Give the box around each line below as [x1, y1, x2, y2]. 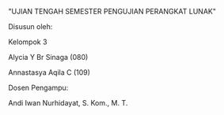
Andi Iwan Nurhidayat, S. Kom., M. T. [8, 98, 128, 107]
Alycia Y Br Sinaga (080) [8, 53, 89, 61]
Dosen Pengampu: [8, 83, 69, 92]
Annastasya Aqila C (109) [8, 68, 91, 77]
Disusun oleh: [8, 22, 53, 31]
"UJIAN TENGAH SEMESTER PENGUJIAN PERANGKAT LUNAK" [8, 7, 216, 16]
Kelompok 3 [8, 37, 47, 46]
